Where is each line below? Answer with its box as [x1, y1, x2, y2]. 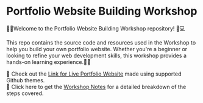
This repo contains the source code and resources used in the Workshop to [6, 38, 196, 46]
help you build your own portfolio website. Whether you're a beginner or [6, 45, 188, 52]
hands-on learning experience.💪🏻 [6, 58, 91, 65]
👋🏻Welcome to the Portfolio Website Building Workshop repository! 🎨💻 [6, 24, 185, 32]
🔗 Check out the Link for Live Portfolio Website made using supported [6, 70, 182, 77]
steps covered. [6, 90, 44, 97]
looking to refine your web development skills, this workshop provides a [6, 52, 187, 59]
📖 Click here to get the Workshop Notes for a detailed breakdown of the [6, 83, 187, 90]
